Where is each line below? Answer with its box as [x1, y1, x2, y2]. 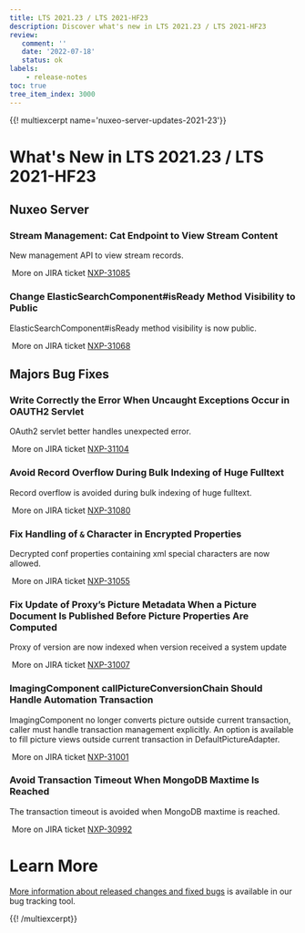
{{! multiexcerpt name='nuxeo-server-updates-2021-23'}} [9, 115, 227, 126]
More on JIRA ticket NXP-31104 [11, 444, 129, 455]
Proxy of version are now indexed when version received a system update [9, 641, 287, 652]
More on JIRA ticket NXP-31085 [11, 268, 130, 279]
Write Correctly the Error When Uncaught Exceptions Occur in [9, 394, 290, 406]
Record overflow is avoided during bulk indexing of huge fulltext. [9, 487, 252, 497]
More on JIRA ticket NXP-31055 [11, 575, 130, 586]
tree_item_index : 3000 [9, 89, 96, 98]
